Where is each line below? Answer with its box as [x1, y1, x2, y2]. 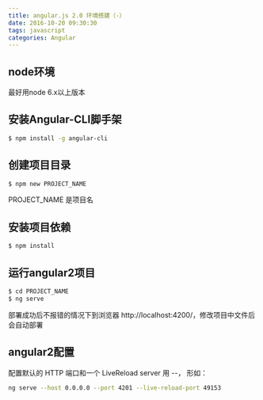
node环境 [8, 65, 55, 78]
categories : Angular [8, 33, 77, 42]
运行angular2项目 [8, 266, 96, 280]
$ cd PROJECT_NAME [8, 287, 69, 295]
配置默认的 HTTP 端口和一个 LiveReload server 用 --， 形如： [8, 368, 208, 377]
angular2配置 [8, 345, 75, 359]
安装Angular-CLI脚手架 [8, 112, 122, 127]
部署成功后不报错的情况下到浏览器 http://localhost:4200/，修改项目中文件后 [8, 310, 256, 319]
